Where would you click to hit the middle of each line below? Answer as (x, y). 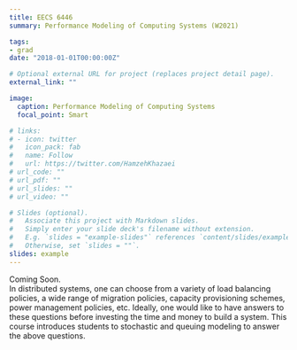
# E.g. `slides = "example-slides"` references (103, 237)
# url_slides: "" (41, 188)
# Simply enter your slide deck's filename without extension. (132, 229)
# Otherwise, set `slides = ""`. (75, 245)
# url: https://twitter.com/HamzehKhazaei (92, 164)
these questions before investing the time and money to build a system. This (148, 316)
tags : (19, 42)
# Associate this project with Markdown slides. (104, 221)
